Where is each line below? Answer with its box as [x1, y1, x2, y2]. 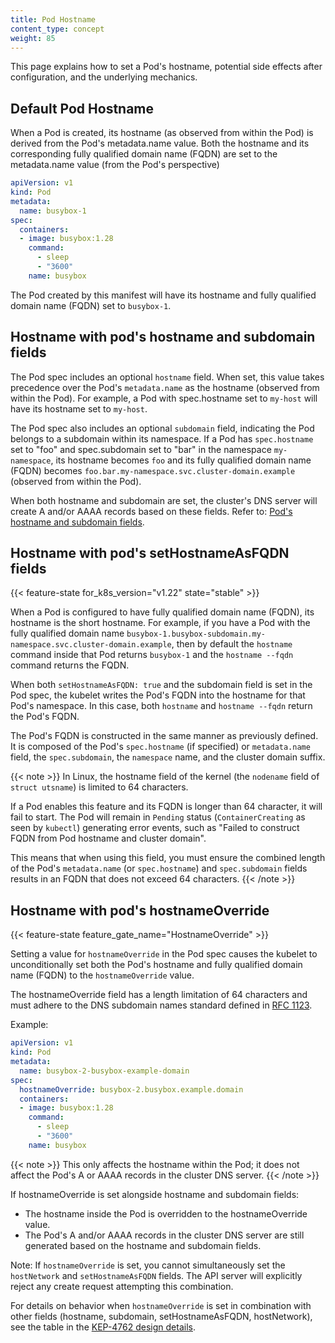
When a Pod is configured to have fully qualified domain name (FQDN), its [10, 606, 315, 618]
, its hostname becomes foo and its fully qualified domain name [50, 454, 312, 466]
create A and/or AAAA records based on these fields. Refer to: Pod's [10, 505, 293, 517]
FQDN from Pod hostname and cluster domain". [10, 832, 207, 845]
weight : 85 [10, 33, 56, 43]
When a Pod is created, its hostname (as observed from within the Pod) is [10, 127, 314, 139]
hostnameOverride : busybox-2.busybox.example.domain [19, 1084, 244, 1095]
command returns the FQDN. [10, 659, 130, 671]
